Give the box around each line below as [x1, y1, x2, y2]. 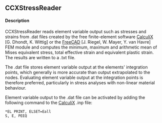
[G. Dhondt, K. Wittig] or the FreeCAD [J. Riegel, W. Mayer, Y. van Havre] [5, 39, 151, 45]
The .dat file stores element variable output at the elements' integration [5, 64, 148, 70]
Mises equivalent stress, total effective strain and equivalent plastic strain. [5, 49, 154, 55]
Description [5, 17, 30, 24]
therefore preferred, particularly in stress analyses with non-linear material [5, 79, 155, 85]
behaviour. [5, 85, 27, 91]
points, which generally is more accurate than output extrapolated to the [5, 69, 150, 75]
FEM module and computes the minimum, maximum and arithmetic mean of [5, 44, 157, 50]
